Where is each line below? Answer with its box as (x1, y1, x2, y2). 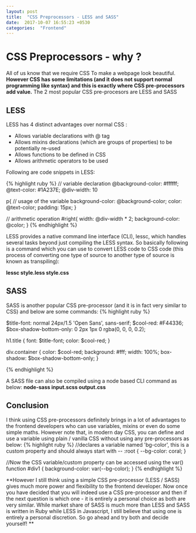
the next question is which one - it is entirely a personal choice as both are (6, 495, 186, 502)
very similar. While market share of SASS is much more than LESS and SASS (6, 501, 190, 508)
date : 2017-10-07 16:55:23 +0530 (6, 19, 91, 25)
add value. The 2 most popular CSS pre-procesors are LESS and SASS (6, 89, 177, 96)
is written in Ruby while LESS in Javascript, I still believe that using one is (6, 507, 182, 514)
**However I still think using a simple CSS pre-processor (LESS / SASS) (6, 476, 180, 483)
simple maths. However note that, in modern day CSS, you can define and (6, 429, 184, 436)
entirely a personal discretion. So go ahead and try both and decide (6, 514, 169, 521)
